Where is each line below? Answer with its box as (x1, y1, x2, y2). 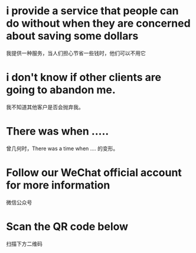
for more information (6, 179, 110, 192)
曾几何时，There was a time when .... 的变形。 (6, 145, 119, 152)
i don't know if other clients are (6, 71, 161, 84)
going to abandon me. (6, 83, 116, 97)
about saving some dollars (6, 30, 139, 43)
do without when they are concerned (6, 17, 191, 30)
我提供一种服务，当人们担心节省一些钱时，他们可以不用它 (6, 49, 146, 57)
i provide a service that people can (6, 4, 179, 18)
